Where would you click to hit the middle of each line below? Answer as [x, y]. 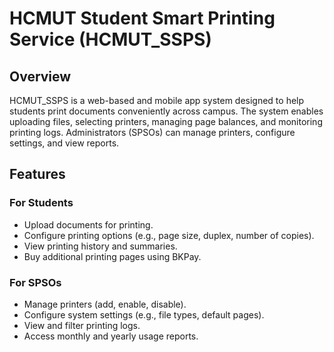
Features [37, 174]
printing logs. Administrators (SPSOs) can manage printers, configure [152, 132]
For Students [41, 203]
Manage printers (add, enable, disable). [105, 304]
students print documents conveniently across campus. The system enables [166, 111]
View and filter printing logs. [82, 325]
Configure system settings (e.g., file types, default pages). [144, 314]
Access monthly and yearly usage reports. [111, 336]
